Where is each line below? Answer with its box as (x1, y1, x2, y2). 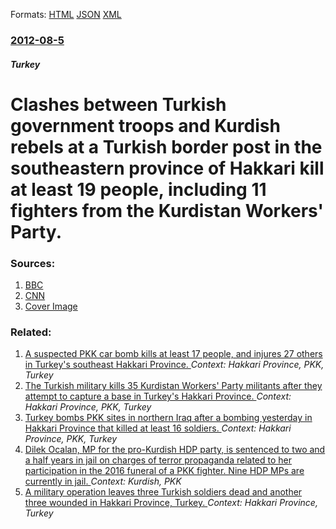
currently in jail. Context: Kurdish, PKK (24, 475, 182, 488)
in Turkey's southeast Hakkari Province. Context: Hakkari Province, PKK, (24, 359, 325, 371)
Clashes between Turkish (10, 93, 227, 116)
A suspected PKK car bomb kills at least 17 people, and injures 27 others (24, 348, 323, 360)
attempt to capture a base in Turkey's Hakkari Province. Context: (24, 390, 292, 403)
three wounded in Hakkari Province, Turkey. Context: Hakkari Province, (24, 497, 318, 509)
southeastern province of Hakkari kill (10, 157, 325, 179)
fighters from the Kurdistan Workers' (10, 199, 325, 222)
